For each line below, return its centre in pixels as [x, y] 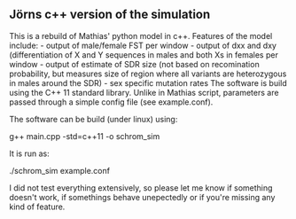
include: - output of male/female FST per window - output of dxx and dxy [143, 45]
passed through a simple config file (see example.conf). [111, 102]
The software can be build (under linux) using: [93, 119]
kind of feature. [37, 207]
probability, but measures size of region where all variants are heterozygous [148, 74]
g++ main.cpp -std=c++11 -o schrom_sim [85, 136]
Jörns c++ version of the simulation [110, 15]
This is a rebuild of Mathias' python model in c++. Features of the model [141, 35]
